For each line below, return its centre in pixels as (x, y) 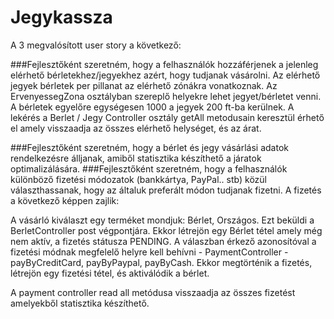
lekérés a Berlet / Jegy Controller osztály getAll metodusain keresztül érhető (167, 117)
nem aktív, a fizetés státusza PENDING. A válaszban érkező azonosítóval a (163, 241)
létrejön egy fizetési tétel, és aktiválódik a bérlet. (110, 273)
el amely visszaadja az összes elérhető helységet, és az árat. (136, 128)
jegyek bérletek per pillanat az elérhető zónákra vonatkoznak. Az (144, 85)
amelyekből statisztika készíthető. (80, 303)
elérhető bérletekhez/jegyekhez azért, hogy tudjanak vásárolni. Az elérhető (165, 75)
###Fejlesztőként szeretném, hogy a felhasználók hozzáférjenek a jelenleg (164, 64)
